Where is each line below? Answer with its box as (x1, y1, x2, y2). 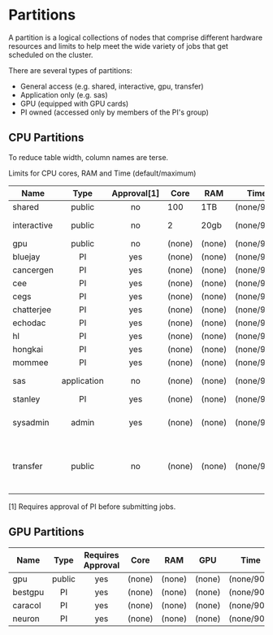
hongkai (12, 343, 43, 354)
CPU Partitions (8, 131, 84, 145)
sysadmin (12, 416, 50, 428)
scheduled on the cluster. (8, 50, 93, 59)
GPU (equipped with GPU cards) (19, 98, 129, 108)
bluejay (12, 250, 41, 262)
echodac (12, 317, 46, 328)
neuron (12, 612, 41, 624)
